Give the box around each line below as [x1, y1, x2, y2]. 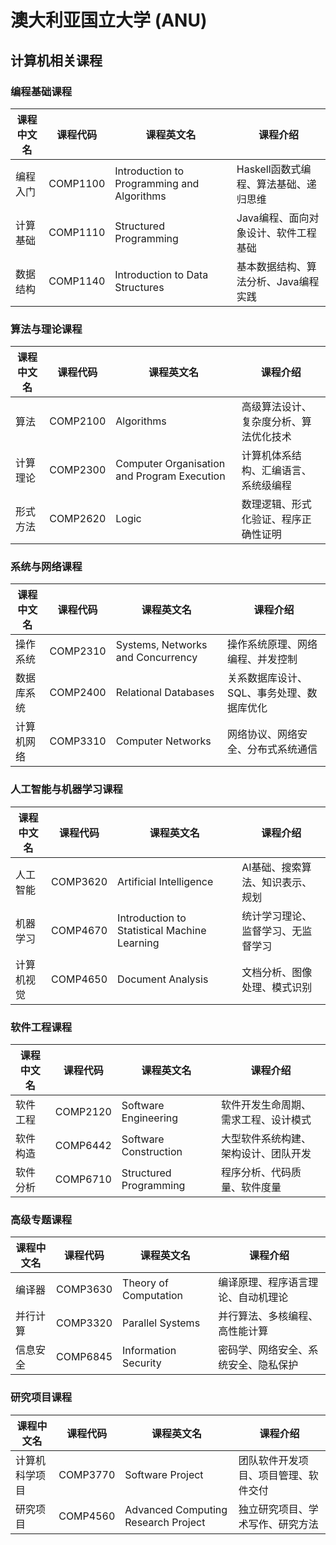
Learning [117, 936, 160, 950]
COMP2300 [49, 463, 107, 477]
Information [122, 1344, 177, 1358]
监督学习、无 [241, 924, 303, 938]
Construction [121, 1145, 183, 1159]
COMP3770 [58, 1467, 116, 1481]
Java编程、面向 [236, 211, 310, 225]
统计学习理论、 [241, 909, 313, 923]
